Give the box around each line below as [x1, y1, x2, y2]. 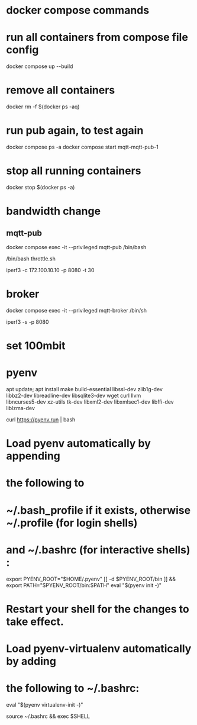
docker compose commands [6, 4, 150, 17]
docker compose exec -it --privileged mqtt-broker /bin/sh [6, 307, 147, 314]
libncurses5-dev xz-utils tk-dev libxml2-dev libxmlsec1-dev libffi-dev [6, 398, 174, 405]
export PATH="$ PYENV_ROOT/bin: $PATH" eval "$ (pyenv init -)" [6, 581, 162, 589]
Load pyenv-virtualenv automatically [6, 642, 192, 655]
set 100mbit [6, 339, 66, 353]
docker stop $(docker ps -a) [6, 183, 75, 191]
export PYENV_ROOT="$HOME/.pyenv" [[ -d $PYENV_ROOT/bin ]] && [6, 575, 176, 582]
